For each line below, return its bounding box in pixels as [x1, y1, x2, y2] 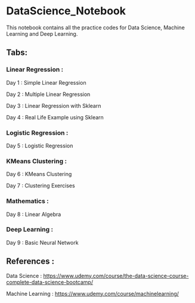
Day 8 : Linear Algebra [6, 211, 61, 218]
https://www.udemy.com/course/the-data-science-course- [43, 272, 189, 279]
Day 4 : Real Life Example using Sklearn [6, 113, 104, 120]
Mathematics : [6, 197, 49, 205]
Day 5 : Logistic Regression [6, 142, 73, 149]
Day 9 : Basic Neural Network [6, 239, 79, 246]
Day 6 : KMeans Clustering [6, 171, 72, 178]
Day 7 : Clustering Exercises [6, 182, 76, 189]
